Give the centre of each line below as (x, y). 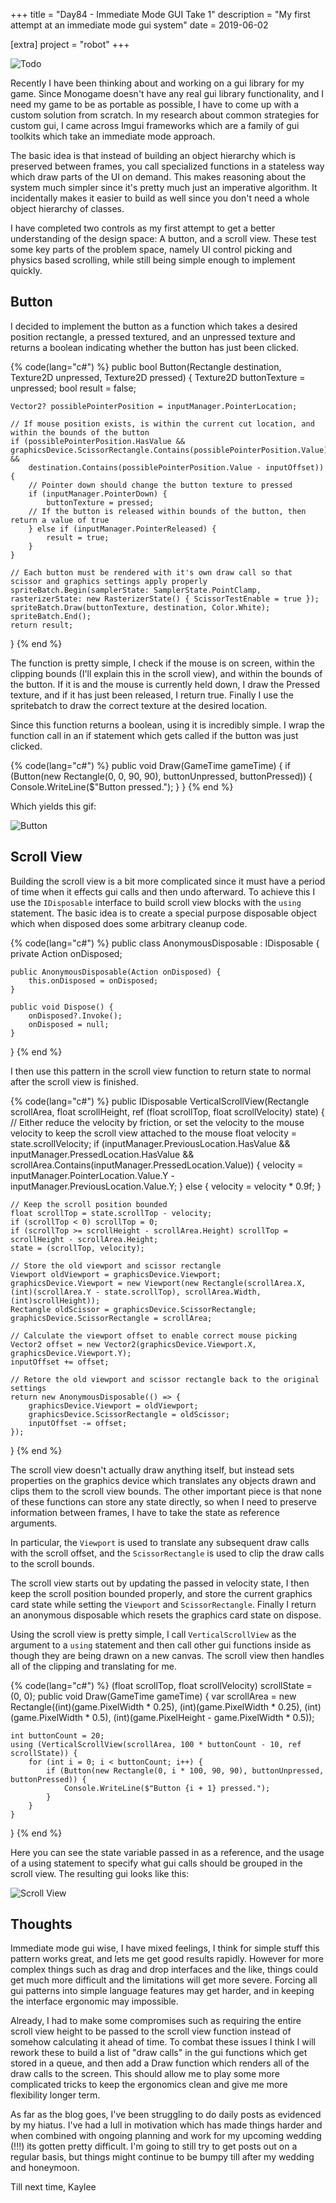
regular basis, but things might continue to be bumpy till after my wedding (162, 2157)
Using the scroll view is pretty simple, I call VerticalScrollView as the (153, 1634)
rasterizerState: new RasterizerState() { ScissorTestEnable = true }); (165, 599)
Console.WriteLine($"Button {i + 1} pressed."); (167, 1788)
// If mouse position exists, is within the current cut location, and (162, 424)
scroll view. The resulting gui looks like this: (100, 1873)
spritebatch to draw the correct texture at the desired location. (139, 705)
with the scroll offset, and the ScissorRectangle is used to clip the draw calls (167, 1553)
